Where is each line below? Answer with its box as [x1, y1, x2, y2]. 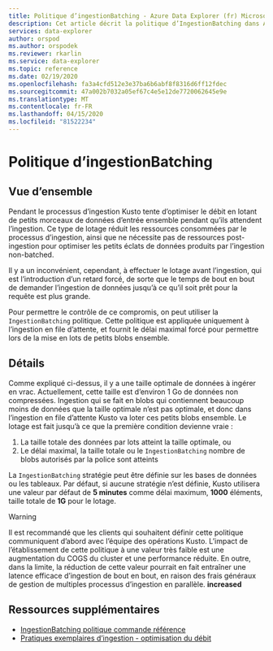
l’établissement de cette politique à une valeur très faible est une [8, 545, 225, 554]
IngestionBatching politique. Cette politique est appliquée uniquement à [8, 315, 249, 325]
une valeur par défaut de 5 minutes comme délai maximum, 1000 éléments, [8, 487, 263, 497]
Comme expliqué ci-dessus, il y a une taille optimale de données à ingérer [8, 378, 256, 388]
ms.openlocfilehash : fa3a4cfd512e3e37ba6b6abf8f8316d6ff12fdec [8, 80, 227, 88]
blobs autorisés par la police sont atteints [19, 454, 158, 464]
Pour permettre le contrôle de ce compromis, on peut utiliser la [8, 306, 219, 317]
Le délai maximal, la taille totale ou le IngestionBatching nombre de [19, 445, 245, 455]
